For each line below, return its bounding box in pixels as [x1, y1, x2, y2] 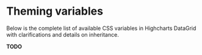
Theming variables [6, 4, 104, 18]
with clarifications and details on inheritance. [6, 31, 119, 38]
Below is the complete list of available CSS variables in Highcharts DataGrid [6, 24, 197, 32]
